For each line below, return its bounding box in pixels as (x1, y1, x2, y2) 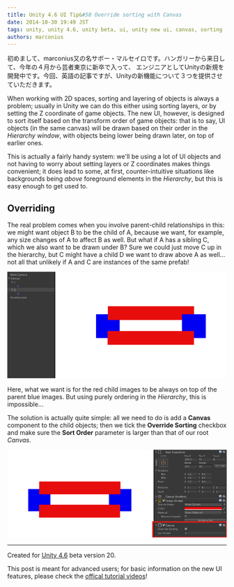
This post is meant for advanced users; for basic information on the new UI (7, 565, 222, 573)
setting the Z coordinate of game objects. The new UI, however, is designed (7, 109, 225, 118)
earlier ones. (7, 139, 44, 147)
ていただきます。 (7, 80, 56, 89)
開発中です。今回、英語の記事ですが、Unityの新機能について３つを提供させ (7, 72, 223, 80)
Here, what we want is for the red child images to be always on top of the (7, 385, 217, 394)
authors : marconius (7, 34, 64, 40)
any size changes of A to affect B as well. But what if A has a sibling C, (7, 236, 210, 244)
